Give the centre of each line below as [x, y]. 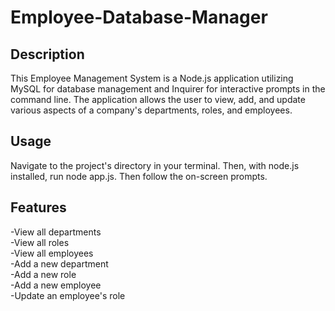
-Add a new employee [56, 285]
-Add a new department [59, 263]
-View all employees [52, 253]
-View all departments [56, 232]
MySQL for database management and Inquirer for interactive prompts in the [168, 89]
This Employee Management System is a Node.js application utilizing [152, 78]
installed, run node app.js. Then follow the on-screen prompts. [139, 176]
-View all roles [40, 242]
